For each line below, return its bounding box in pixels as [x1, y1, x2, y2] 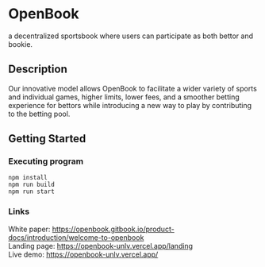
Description [8, 63, 67, 76]
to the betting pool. [8, 109, 71, 118]
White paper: [8, 224, 51, 234]
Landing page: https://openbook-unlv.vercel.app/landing [8, 241, 193, 250]
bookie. [8, 39, 33, 48]
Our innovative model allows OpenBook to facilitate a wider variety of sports [8, 83, 258, 93]
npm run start [8, 188, 56, 195]
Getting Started [8, 132, 86, 145]
